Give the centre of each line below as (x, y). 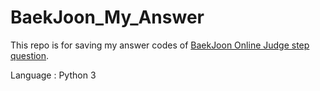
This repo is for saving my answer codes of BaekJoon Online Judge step (160, 45)
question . (30, 55)
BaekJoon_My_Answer (107, 17)
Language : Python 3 (53, 75)
